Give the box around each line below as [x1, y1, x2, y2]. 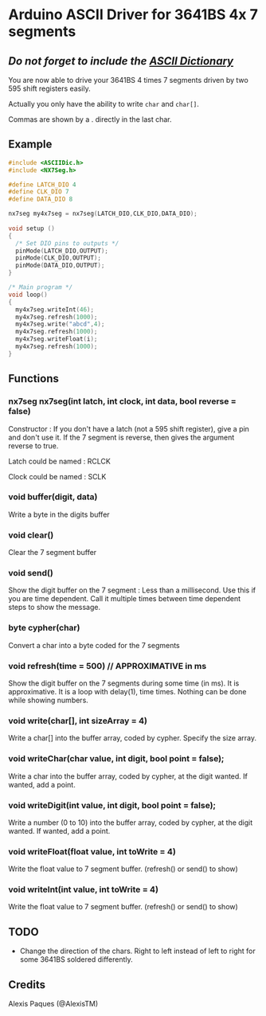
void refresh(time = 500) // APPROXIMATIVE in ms [8, 660, 207, 671]
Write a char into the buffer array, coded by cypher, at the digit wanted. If [8, 771, 248, 781]
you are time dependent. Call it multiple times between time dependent [8, 594, 241, 604]
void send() [8, 568, 53, 579]
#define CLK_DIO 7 [8, 188, 69, 196]
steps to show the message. [8, 603, 101, 612]
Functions [8, 372, 60, 385]
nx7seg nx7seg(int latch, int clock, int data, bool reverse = [8, 396, 237, 407]
